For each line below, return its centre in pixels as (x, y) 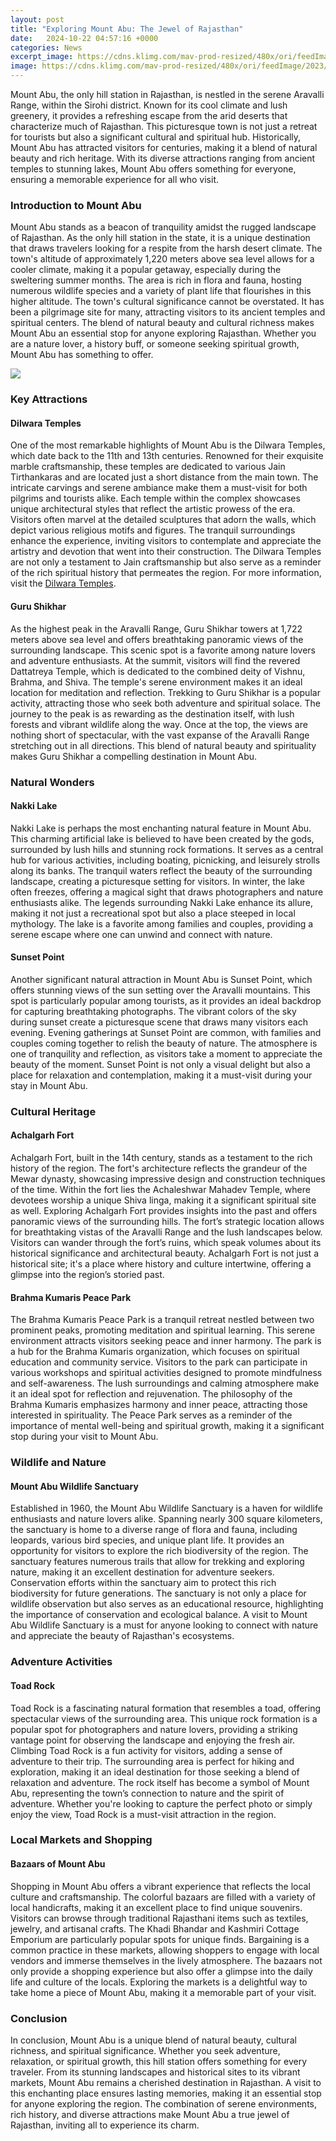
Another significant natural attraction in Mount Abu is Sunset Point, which (161, 979)
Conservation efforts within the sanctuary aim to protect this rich (143, 1583)
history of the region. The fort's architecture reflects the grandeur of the (159, 1168)
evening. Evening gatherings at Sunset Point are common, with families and (166, 1032)
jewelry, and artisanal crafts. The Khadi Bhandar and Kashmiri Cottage (155, 1928)
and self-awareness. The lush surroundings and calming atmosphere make (165, 1383)
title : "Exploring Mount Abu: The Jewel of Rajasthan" (127, 29)
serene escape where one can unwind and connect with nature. (141, 934)
